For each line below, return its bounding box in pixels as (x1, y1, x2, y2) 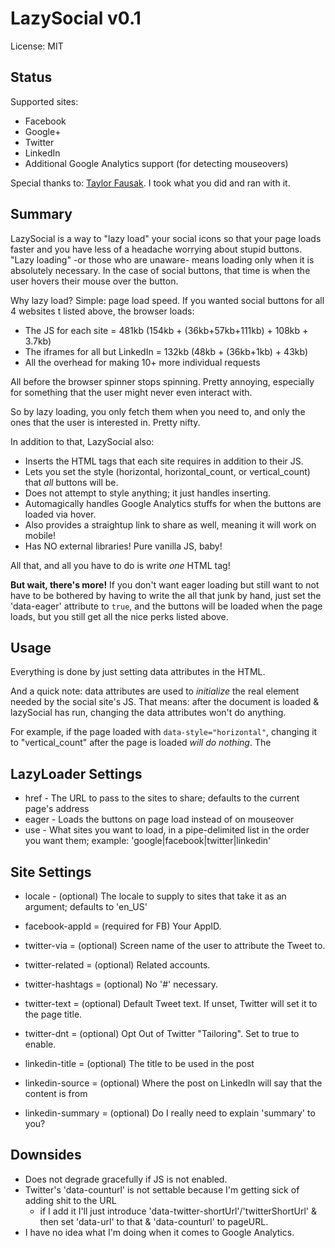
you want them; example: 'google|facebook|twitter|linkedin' (24, 835, 272, 847)
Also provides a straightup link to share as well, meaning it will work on (24, 518, 317, 531)
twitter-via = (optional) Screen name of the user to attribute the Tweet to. (24, 940, 326, 951)
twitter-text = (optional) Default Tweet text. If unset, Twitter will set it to (24, 998, 318, 1009)
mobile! (24, 529, 56, 541)
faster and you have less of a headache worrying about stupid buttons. (10, 243, 303, 255)
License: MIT (10, 40, 64, 52)
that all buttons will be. (24, 476, 119, 488)
